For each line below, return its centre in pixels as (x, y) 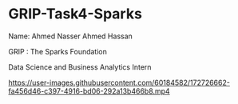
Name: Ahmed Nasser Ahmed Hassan (71, 36)
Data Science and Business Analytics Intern (80, 67)
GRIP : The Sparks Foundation (58, 51)
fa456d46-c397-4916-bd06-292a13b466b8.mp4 (89, 91)
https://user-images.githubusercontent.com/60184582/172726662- (119, 82)
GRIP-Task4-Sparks (75, 14)
